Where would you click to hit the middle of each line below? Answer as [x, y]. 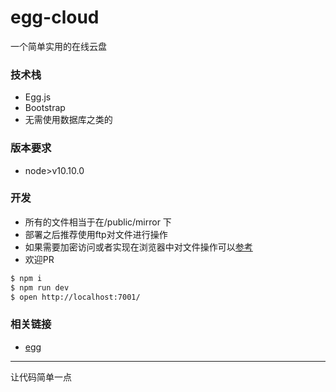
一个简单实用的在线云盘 [58, 46]
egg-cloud [55, 17]
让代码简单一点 [41, 377]
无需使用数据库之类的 [68, 120]
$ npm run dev [40, 287]
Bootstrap [45, 108]
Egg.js [38, 97]
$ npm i [26, 278]
